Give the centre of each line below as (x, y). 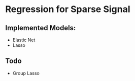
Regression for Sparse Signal (68, 9)
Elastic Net (24, 40)
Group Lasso (26, 73)
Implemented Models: (41, 28)
